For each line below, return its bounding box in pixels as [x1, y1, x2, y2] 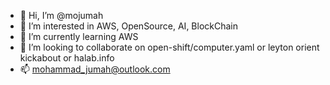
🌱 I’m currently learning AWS [19, 31, 139, 42]
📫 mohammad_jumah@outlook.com [19, 63, 171, 75]
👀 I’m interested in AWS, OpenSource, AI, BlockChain [19, 20, 239, 32]
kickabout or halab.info [19, 52, 115, 64]
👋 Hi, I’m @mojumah [19, 10, 104, 21]
